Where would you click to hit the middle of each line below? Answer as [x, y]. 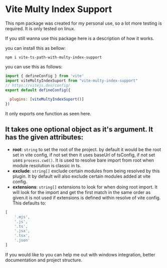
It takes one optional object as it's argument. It [79, 129]
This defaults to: [29, 203]
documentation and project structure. [44, 260]
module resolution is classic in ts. [47, 165]
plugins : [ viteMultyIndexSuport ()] [47, 99]
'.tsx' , [22, 236]
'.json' [22, 240]
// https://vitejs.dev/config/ [38, 85]
